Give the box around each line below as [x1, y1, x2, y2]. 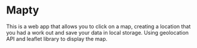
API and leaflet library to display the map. [6, 35, 107, 42]
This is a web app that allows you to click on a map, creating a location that [6, 23, 191, 30]
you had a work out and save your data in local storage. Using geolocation [6, 29, 189, 36]
